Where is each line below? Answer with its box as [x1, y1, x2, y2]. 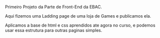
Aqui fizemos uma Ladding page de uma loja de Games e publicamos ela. [5, 13, 151, 19]
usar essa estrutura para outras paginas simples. [5, 28, 102, 33]
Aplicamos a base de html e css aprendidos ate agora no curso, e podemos [5, 22, 156, 28]
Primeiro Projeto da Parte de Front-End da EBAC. [5, 4, 102, 9]
